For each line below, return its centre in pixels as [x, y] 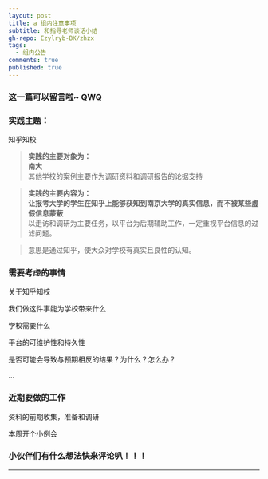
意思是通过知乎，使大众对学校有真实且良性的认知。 [112, 250]
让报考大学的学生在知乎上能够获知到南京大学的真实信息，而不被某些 [140, 203]
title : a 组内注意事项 [42, 23]
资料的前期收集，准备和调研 [54, 417]
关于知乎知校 [29, 291]
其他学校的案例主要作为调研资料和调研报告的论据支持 [115, 176]
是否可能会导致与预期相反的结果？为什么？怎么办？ [92, 359]
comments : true [33, 61]
